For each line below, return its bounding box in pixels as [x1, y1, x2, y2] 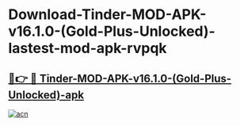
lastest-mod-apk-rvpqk [8, 40, 168, 57]
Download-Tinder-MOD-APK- [8, 6, 207, 24]
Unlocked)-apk [8, 88, 85, 101]
